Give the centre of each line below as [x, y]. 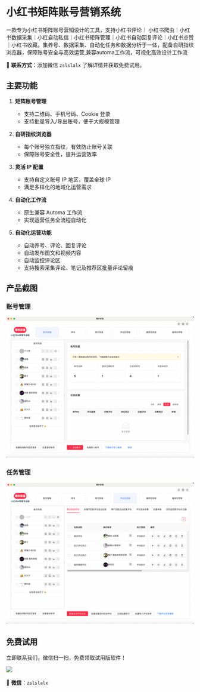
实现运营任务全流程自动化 [55, 220]
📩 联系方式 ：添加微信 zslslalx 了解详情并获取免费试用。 [76, 65]
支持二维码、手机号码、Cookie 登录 [67, 113]
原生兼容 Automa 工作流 [53, 212]
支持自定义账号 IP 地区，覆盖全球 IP [67, 179]
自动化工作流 [30, 199]
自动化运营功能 [33, 232]
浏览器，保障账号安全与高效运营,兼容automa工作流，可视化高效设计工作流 [97, 52]
